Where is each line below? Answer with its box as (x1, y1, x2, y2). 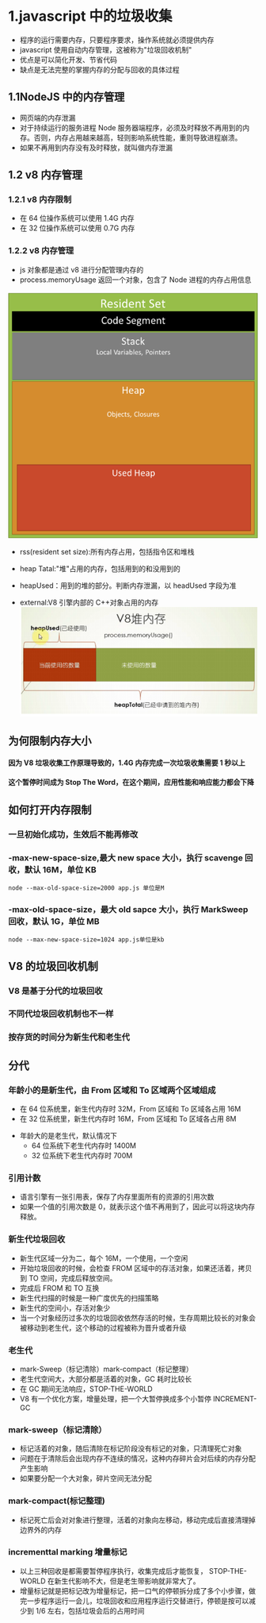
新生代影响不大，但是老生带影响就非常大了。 (54, 1576, 200, 1586)
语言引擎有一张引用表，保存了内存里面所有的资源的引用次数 (19, 1192, 215, 1202)
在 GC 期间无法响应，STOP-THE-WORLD (19, 1384, 153, 1393)
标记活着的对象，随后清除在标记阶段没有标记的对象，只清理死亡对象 (19, 1443, 242, 1454)
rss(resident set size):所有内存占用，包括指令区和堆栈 (19, 547, 195, 557)
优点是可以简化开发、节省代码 (19, 55, 117, 64)
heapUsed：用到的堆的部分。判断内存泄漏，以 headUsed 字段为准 (19, 581, 237, 590)
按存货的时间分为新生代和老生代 (8, 1032, 131, 1043)
